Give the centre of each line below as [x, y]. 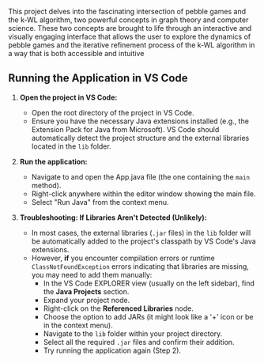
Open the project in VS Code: [68, 97]
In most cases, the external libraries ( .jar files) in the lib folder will [141, 233]
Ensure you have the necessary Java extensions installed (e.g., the [140, 121]
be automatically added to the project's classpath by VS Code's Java [144, 241]
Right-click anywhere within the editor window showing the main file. [143, 194]
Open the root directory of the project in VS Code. [113, 112]
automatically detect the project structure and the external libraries [140, 138]
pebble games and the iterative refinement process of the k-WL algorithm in [132, 45]
